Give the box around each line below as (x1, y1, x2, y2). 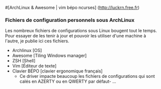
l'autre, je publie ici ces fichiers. (5, 38, 70, 44)
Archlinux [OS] (12, 48, 42, 53)
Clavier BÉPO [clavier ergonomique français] (12, 68, 103, 74)
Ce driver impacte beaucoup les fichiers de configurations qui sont (19, 73, 155, 79)
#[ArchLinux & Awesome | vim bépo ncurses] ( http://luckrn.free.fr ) (5, 5, 140, 10)
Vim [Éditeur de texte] (12, 63, 57, 69)
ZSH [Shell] (12, 58, 36, 64)
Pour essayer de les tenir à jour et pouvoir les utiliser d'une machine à (5, 33, 146, 39)
